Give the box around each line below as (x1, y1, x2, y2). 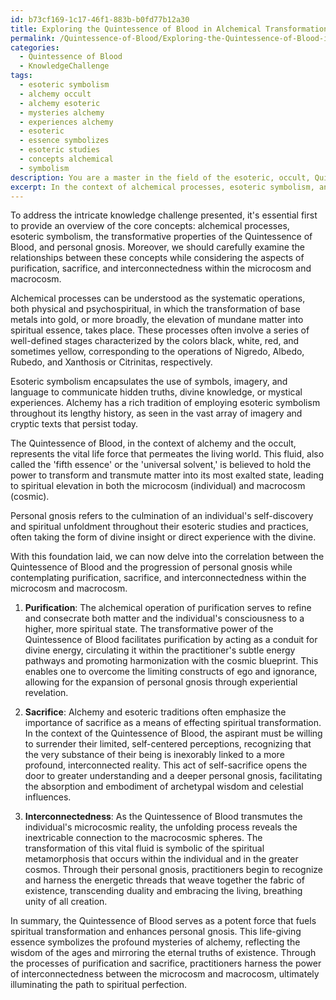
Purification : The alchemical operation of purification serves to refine (24, 602, 312, 614)
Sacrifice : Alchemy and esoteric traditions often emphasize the (24, 706, 287, 718)
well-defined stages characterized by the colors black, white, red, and (10, 335, 300, 347)
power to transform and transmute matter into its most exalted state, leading (10, 469, 324, 481)
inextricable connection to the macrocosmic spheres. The (24, 832, 263, 844)
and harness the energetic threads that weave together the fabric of (24, 874, 305, 886)
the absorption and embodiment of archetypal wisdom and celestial (24, 781, 304, 793)
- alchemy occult (19, 89, 92, 99)
